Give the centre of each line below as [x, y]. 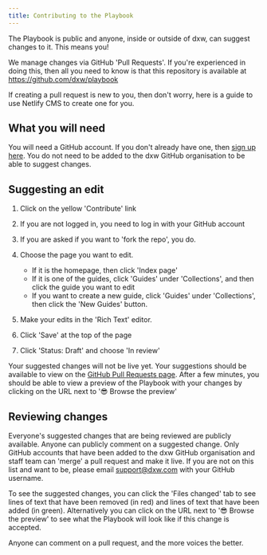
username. [26, 478]
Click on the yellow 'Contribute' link [78, 209]
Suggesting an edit [56, 189]
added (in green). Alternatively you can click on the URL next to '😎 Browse [132, 510]
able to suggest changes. [50, 164]
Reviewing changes [58, 417]
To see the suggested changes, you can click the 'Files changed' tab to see [132, 494]
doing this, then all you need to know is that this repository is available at [128, 71]
